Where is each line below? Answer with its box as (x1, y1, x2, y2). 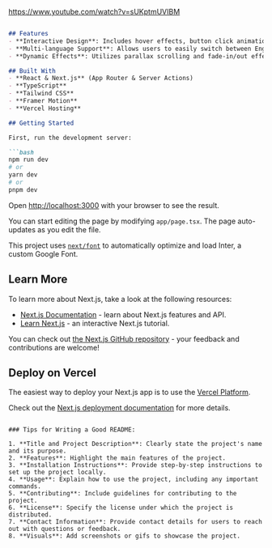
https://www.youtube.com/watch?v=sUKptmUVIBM (8, 7, 181, 16)
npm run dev (8, 155, 49, 164)
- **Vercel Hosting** (8, 104, 82, 113)
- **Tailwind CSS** (8, 89, 74, 98)
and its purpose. (8, 447, 67, 456)
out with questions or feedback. (8, 525, 121, 533)
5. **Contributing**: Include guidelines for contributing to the (8, 490, 237, 498)
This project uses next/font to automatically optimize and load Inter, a (8, 240, 242, 250)
